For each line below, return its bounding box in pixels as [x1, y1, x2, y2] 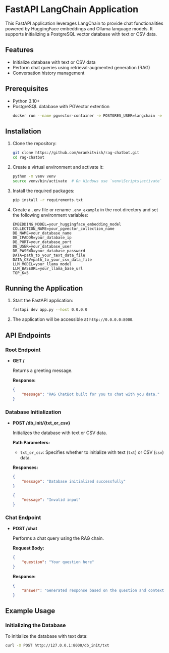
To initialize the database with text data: [5, 633, 88, 639]
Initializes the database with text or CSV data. [12, 430, 107, 436]
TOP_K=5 [12, 270, 29, 275]
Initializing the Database [5, 622, 66, 629]
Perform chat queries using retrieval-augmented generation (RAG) [12, 64, 150, 70]
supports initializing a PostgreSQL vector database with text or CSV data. [5, 31, 157, 37]
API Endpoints [5, 331, 51, 340]
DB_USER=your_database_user [12, 244, 72, 249]
